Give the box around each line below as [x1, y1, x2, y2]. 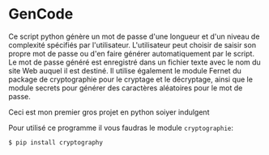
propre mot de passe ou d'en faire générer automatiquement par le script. [8, 48, 255, 58]
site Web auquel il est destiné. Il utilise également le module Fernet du [8, 65, 241, 75]
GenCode [8, 5, 74, 23]
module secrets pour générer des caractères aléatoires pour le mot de [8, 82, 243, 93]
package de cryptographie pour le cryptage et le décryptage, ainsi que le [8, 74, 254, 84]
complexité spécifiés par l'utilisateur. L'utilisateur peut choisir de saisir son [8, 40, 257, 49]
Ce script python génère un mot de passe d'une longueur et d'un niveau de [8, 31, 260, 41]
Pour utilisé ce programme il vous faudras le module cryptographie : [8, 123, 233, 132]
